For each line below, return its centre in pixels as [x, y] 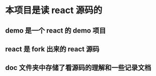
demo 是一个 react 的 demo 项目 [56, 30]
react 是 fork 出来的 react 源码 [52, 49]
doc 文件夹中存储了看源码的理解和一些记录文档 [78, 68]
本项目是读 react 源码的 [54, 10]
